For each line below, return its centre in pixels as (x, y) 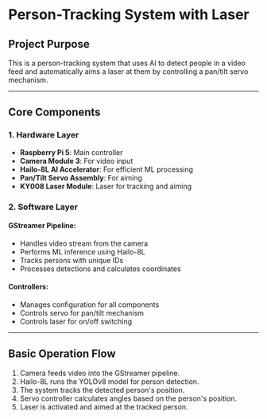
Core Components (54, 113)
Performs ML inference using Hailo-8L (82, 251)
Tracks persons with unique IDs (72, 260)
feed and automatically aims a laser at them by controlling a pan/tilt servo (128, 72)
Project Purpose (49, 44)
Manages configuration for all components (89, 305)
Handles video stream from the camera (84, 243)
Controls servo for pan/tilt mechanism (82, 313)
